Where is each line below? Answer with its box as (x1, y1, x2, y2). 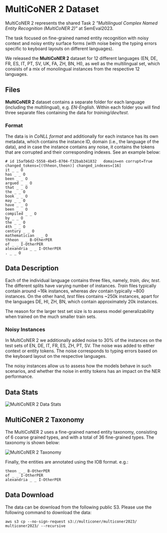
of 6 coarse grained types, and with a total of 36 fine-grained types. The (5, 434, 155, 440)
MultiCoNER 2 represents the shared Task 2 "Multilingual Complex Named (5, 20, 158, 26)
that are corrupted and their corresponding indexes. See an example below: (5, 149, 161, 155)
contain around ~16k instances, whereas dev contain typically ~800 (5, 288, 145, 294)
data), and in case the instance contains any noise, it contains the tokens (5, 144, 155, 150)
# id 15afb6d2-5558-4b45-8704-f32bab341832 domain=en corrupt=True (5, 159, 153, 164)
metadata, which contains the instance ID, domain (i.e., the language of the (5, 139, 160, 145)
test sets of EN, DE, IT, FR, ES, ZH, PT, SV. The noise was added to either (5, 343, 155, 349)
